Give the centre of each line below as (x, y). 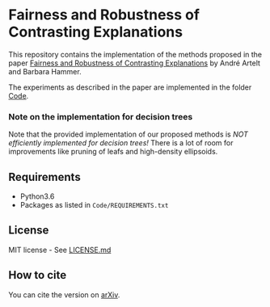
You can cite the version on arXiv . (64, 294)
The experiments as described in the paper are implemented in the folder (130, 87)
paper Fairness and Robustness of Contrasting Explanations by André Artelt (135, 63)
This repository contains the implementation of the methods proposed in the (135, 54)
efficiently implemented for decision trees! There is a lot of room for (121, 143)
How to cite (38, 275)
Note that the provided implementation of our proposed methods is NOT (129, 134)
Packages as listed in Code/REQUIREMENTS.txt (94, 205)
